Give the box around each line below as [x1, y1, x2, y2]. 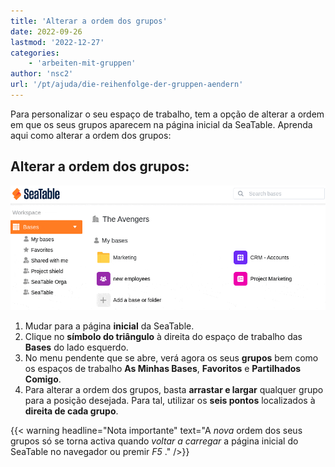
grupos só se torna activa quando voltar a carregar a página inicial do [10, 435, 299, 447]
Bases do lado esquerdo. [24, 341, 129, 353]
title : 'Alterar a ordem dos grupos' [10, 16, 168, 26]
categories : [10, 48, 60, 58]
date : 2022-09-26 [10, 26, 83, 37]
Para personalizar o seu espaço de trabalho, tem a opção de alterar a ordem [10, 108, 325, 120]
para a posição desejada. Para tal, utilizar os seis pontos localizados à [24, 394, 316, 406]
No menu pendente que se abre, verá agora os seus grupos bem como [24, 351, 319, 364]
